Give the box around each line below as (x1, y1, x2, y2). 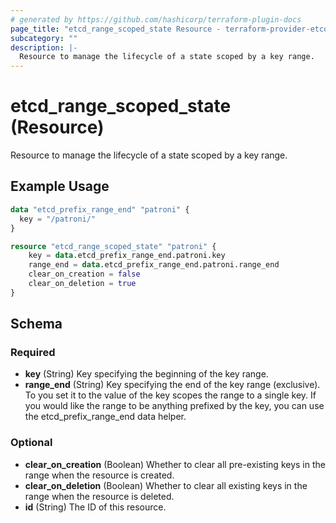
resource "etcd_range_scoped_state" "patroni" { (10, 241, 217, 251)
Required (10, 346, 56, 360)
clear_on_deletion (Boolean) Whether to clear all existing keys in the (24, 479, 308, 491)
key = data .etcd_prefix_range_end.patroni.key (28, 251, 226, 261)
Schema (10, 316, 63, 333)
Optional (10, 436, 53, 450)
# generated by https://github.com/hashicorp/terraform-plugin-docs (10, 14, 302, 25)
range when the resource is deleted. (24, 490, 175, 502)
